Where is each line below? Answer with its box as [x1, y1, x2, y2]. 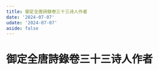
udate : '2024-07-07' [6, 20, 58, 26]
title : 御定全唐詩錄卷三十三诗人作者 [6, 8, 88, 15]
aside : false [6, 25, 39, 31]
